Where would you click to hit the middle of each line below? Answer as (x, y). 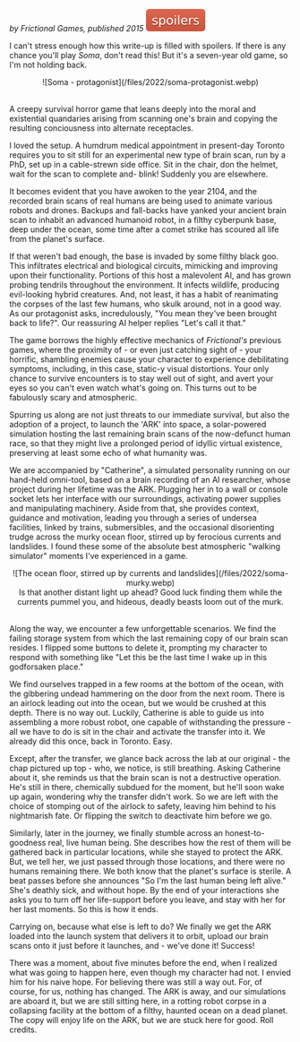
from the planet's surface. (57, 239)
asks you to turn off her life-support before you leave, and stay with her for (148, 900)
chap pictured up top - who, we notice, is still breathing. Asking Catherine (145, 768)
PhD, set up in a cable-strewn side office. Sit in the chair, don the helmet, (144, 164)
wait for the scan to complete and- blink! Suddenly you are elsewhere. (139, 174)
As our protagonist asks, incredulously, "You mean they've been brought (143, 313)
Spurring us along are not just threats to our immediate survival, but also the (150, 415)
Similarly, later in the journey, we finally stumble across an (116, 833)
